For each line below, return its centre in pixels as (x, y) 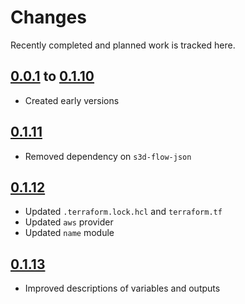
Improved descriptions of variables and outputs (122, 288)
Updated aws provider (69, 222)
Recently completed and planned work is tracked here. (123, 45)
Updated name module (69, 233)
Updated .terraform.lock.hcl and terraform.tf (123, 212)
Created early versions (72, 100)
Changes (48, 17)
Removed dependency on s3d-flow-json (108, 156)
